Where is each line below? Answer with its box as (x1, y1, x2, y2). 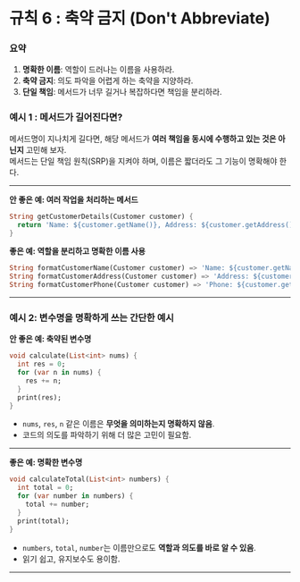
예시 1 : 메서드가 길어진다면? (9, 111, 123, 123)
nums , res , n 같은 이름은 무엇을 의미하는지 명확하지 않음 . (21, 418, 215, 429)
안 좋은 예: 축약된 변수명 (9, 333, 92, 344)
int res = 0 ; (17, 359, 66, 369)
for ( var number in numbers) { (17, 492, 134, 501)
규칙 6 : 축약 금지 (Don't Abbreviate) (9, 8, 271, 29)
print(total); (17, 516, 70, 526)
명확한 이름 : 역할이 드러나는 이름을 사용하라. (21, 64, 175, 75)
